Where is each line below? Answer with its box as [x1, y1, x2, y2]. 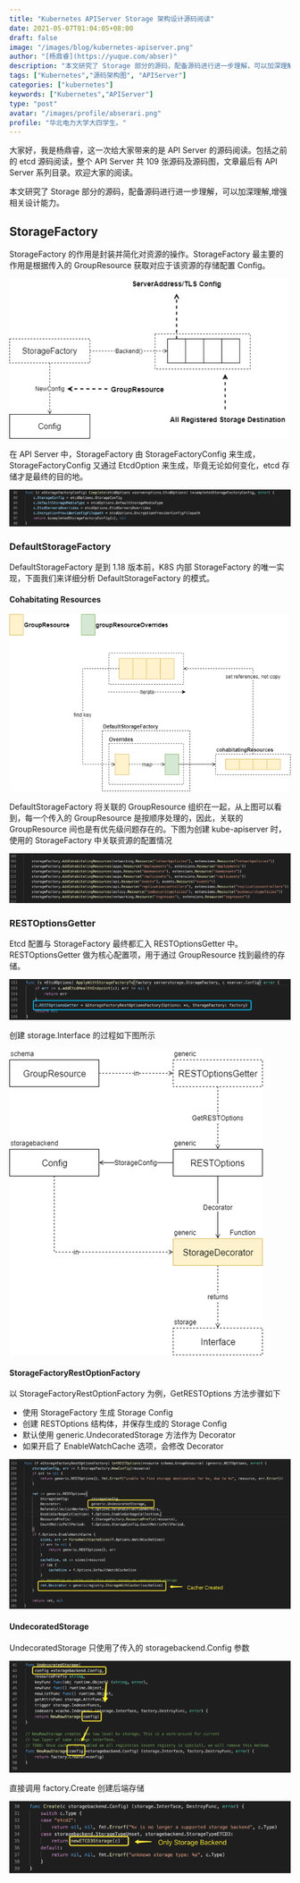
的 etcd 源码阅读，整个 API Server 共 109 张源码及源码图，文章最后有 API [9, 156, 279, 167]
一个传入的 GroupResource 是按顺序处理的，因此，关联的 [32, 812, 244, 823]
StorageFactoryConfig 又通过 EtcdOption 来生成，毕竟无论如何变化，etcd [9, 460, 280, 470]
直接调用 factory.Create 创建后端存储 [9, 1783, 145, 1794]
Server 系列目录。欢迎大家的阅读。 [9, 167, 138, 178]
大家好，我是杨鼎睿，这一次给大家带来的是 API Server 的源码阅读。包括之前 [9, 145, 287, 156]
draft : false [9, 33, 58, 42]
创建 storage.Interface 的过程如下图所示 [9, 1030, 156, 1041]
